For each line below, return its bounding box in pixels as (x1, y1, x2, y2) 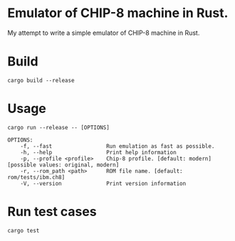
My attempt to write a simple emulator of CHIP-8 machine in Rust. (7, 28, 200, 37)
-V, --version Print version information (20, 180, 187, 187)
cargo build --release (7, 77, 75, 84)
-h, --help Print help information (20, 149, 177, 156)
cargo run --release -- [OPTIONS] (7, 124, 110, 131)
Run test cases (7, 204, 98, 220)
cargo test (7, 227, 40, 234)
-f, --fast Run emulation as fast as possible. (20, 142, 215, 150)
